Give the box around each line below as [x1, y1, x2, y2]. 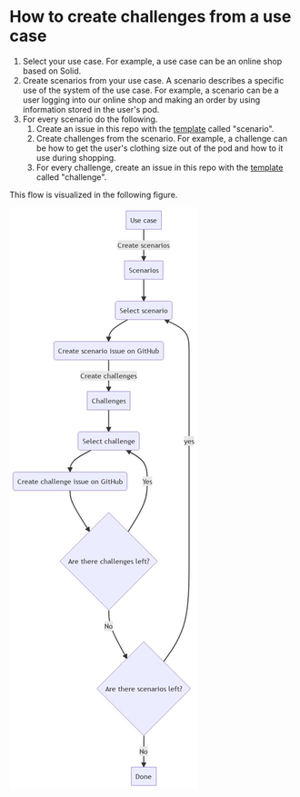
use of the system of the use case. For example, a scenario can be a [22, 85, 279, 95]
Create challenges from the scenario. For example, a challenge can [35, 133, 288, 144]
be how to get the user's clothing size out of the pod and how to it [35, 143, 284, 154]
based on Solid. [22, 65, 82, 76]
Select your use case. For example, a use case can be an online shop [22, 55, 283, 66]
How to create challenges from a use [9, 6, 292, 27]
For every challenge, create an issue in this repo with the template [35, 162, 284, 173]
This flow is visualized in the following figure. [9, 189, 178, 200]
